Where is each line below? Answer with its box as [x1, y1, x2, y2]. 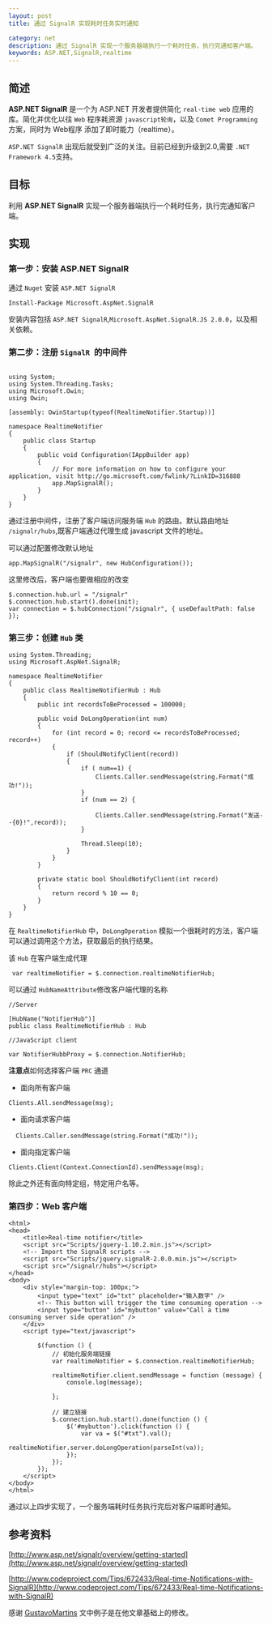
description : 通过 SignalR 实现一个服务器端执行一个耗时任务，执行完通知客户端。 [8, 41, 257, 49]
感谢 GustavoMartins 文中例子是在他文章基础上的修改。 [8, 1608, 193, 1618]
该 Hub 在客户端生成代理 [8, 953, 87, 963]
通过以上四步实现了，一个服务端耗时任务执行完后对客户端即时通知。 [8, 1502, 236, 1512]
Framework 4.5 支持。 [8, 151, 78, 161]
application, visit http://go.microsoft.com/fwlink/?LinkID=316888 [8, 471, 241, 480]
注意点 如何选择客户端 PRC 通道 [8, 1066, 109, 1076]
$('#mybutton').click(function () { [66, 1422, 190, 1431]
